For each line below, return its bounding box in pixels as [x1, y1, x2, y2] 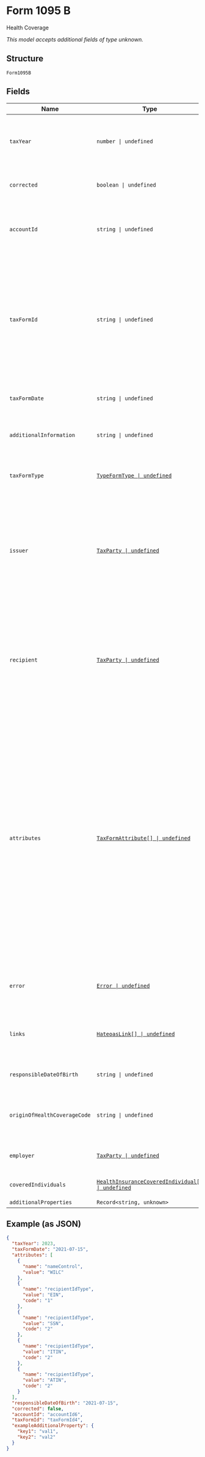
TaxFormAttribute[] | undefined [96, 835, 191, 841]
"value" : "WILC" [22, 1269, 64, 1275]
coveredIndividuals [9, 1181, 66, 1188]
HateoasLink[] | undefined [96, 1030, 175, 1037]
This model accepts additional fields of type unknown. [6, 35, 143, 43]
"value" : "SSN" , [22, 1320, 64, 1327]
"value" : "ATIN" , [22, 1377, 67, 1384]
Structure [6, 53, 44, 64]
